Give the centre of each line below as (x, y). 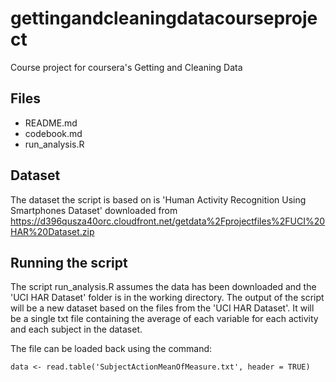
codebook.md (53, 133)
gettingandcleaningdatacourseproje (164, 18)
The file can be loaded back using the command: (111, 349)
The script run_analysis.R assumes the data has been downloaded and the (163, 287)
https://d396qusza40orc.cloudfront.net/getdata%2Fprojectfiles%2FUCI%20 (168, 221)
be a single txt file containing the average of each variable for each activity (164, 319)
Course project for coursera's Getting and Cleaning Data (126, 67)
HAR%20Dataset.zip (52, 231)
